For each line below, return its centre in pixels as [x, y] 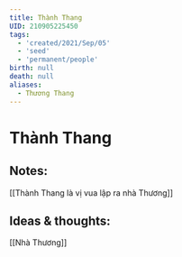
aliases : [26, 85]
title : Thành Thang [46, 18]
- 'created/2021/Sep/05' [64, 43]
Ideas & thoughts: [60, 220]
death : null [32, 77]
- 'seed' [34, 51]
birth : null [32, 69]
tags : [19, 34]
